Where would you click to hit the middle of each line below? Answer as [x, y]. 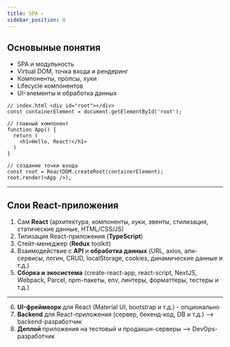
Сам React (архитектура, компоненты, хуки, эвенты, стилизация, [113, 222]
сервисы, [31, 259]
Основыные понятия [54, 48]
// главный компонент [38, 124]
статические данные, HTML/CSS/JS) [71, 229]
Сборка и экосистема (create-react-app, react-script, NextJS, [107, 273]
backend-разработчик [49, 322]
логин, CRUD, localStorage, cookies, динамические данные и [134, 259]
